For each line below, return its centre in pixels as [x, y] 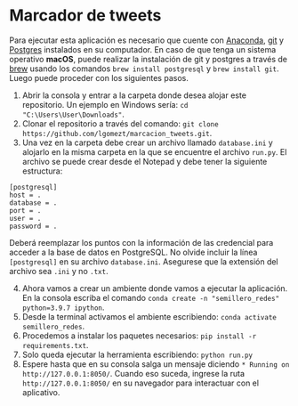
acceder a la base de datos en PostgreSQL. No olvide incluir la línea [133, 252]
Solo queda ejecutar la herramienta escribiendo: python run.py [137, 354]
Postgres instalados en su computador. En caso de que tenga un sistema [143, 49]
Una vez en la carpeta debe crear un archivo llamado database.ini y [147, 142]
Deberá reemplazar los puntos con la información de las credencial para [141, 242]
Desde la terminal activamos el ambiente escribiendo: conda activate [149, 316]
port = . [25, 210]
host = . [25, 195]
